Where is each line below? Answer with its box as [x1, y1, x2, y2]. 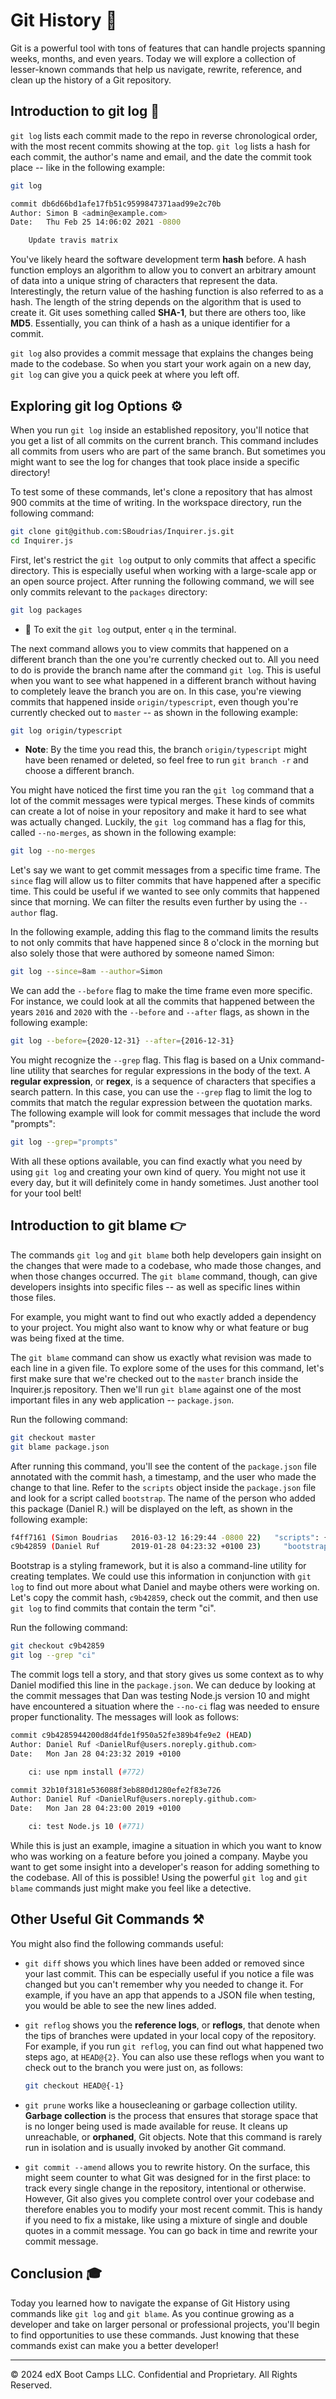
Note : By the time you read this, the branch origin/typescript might [24, 744, 308, 756]
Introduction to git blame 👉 [10, 1217, 187, 1234]
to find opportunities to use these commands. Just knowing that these [10, 2329, 300, 2341]
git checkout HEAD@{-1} [24, 2080, 125, 2091]
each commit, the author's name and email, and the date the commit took [10, 150, 312, 163]
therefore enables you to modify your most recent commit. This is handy [24, 2203, 323, 2215]
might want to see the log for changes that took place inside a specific [10, 455, 300, 468]
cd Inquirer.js [10, 535, 74, 546]
